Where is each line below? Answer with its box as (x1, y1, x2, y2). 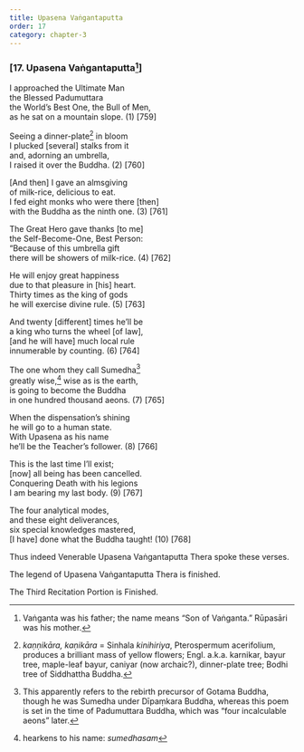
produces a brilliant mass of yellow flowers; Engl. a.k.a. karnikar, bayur (22, 650, 286, 660)
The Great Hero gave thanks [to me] (9, 223, 144, 234)
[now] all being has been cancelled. (9, 468, 143, 479)
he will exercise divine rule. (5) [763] (9, 298, 146, 309)
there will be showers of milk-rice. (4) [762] (9, 252, 172, 263)
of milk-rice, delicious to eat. (9, 187, 116, 198)
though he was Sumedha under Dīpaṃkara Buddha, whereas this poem (22, 696, 290, 707)
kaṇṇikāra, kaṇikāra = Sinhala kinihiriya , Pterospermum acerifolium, (22, 640, 276, 651)
